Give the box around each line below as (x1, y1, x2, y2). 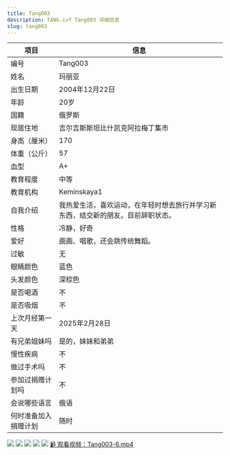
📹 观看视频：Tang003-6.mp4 (49, 440, 134, 449)
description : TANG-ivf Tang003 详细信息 (7, 16, 120, 23)
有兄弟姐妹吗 (10, 336, 53, 346)
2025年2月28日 (59, 319, 111, 328)
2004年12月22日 (59, 85, 116, 95)
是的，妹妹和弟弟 (59, 336, 114, 346)
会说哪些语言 (10, 398, 53, 408)
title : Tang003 (7, 10, 51, 17)
